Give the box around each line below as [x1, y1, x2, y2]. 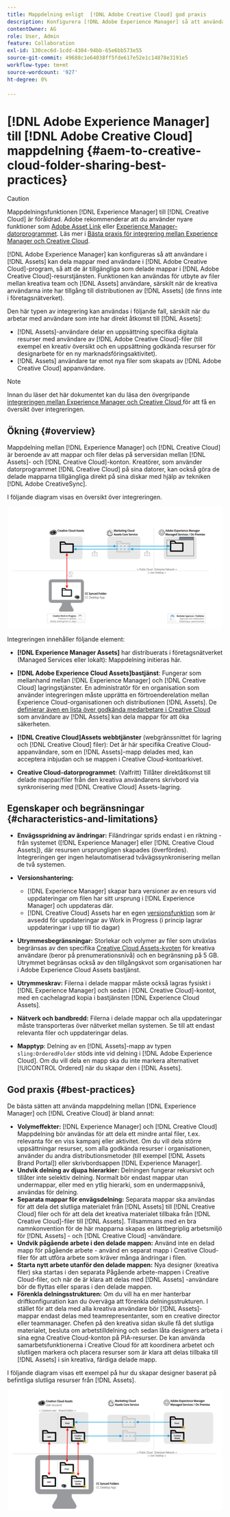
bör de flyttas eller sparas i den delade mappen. [16, 1283, 153, 1291]
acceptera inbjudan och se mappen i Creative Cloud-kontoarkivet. [16, 754, 203, 763]
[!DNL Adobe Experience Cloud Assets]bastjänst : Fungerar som [16, 669, 202, 677]
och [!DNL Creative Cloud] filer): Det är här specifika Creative [16, 740, 190, 748]
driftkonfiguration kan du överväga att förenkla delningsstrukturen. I [16, 1297, 209, 1305]
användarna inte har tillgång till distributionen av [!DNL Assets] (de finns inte [7, 286, 222, 295]
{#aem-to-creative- [86, 143, 202, 158]
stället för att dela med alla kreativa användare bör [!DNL [16, 1305, 177, 1313]
